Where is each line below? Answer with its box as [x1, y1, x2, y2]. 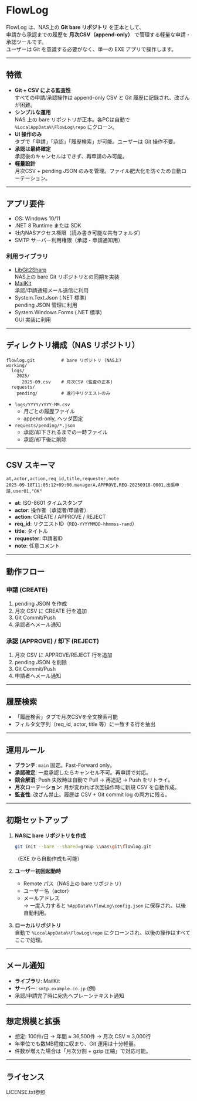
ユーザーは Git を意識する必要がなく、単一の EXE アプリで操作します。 [6, 45, 177, 53]
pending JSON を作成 [14, 600, 67, 607]
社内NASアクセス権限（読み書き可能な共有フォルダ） [14, 229, 144, 236]
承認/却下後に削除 [23, 436, 67, 443]
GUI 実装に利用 [14, 316, 52, 323]
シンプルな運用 [14, 108, 51, 115]
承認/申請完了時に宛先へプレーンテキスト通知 [14, 992, 124, 999]
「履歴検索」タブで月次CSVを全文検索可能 [14, 713, 118, 721]
